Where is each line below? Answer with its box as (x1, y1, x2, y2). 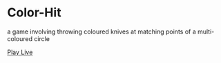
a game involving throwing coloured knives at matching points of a (7, 27, 197, 36)
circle (34, 34, 50, 42)
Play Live (7, 48, 33, 56)
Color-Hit (7, 5, 61, 21)
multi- (197, 27, 215, 36)
